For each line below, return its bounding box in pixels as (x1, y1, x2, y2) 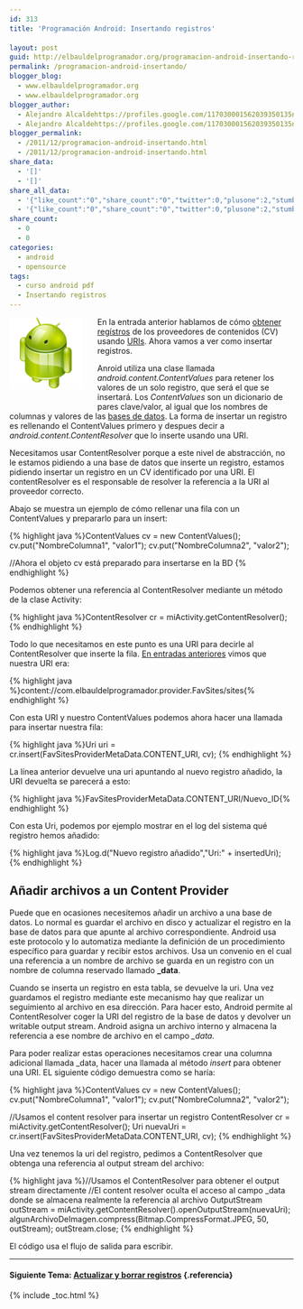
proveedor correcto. (9, 486, 84, 497)
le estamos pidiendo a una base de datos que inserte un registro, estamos (9, 457, 285, 468)
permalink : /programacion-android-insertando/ (9, 62, 188, 71)
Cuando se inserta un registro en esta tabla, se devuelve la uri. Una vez (9, 982, 275, 993)
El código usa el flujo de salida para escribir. (9, 1240, 174, 1251)
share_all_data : (9, 186, 70, 195)
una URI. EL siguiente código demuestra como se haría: (9, 1066, 216, 1078)
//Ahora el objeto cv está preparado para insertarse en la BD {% (9, 558, 246, 568)
